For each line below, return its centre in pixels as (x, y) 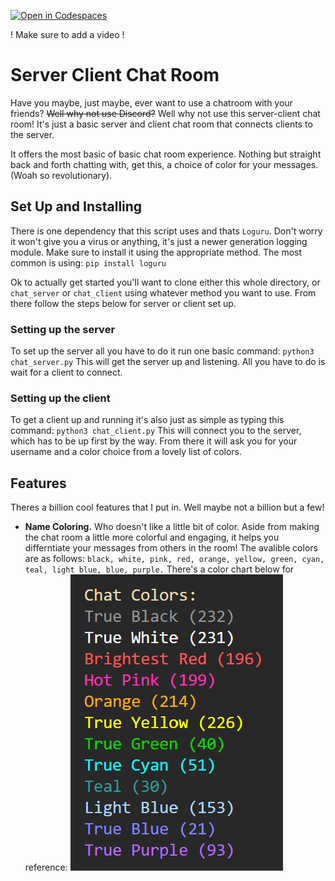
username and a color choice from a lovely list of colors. (126, 452)
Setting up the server (63, 329)
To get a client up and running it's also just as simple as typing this (147, 420)
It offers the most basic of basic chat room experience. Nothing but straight (166, 154)
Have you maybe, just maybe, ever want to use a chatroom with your (151, 102)
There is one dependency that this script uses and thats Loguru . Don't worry (166, 231)
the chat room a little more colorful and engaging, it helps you (152, 537)
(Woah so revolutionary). (61, 175)
